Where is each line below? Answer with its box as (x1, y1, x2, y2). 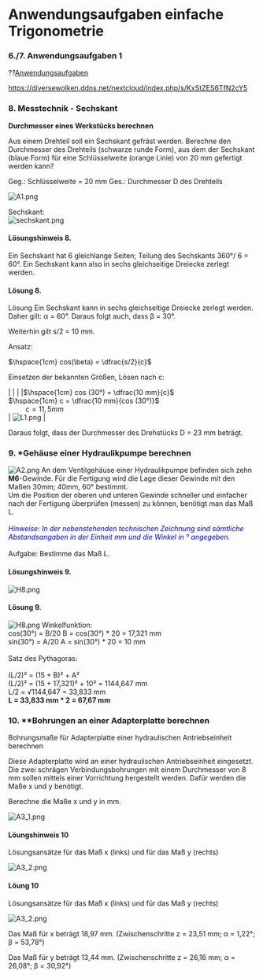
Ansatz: (8, 342, 33, 352)
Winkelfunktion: (42, 620, 93, 629)
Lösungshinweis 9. (8, 567, 72, 577)
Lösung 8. (8, 286, 42, 295)
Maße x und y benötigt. (8, 781, 84, 792)
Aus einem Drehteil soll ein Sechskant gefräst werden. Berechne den (8, 136, 232, 146)
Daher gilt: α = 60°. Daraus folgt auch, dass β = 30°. (8, 312, 176, 321)
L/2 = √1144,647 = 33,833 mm (8, 687, 106, 696)
